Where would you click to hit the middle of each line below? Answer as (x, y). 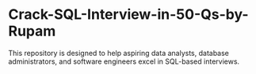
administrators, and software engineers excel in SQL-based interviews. (124, 61)
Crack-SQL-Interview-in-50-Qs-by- (128, 15)
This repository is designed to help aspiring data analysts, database (119, 53)
